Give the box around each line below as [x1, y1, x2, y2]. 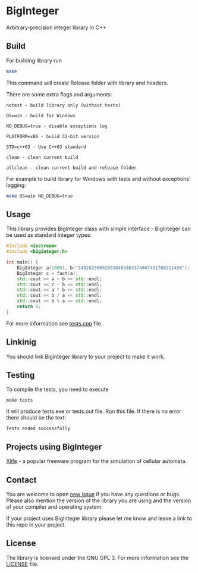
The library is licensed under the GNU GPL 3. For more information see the [6, 554, 189, 561]
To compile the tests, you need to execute [6, 386, 109, 393]
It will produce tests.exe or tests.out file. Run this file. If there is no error [6, 408, 181, 415]
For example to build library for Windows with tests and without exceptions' [6, 175, 191, 182]
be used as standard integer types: [6, 231, 92, 239]
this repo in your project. [6, 521, 67, 528]
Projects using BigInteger [6, 442, 102, 452]
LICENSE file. [6, 561, 39, 568]
